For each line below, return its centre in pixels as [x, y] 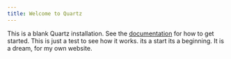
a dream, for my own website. [50, 48]
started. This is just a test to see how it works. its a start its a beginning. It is [116, 41]
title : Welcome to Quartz [45, 14]
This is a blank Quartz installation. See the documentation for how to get [111, 33]
